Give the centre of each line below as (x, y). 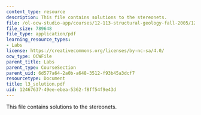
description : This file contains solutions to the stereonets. (87, 17)
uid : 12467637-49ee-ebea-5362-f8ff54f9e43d (61, 90)
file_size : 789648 (29, 28)
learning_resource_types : (38, 40)
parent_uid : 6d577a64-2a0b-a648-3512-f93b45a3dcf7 (71, 73)
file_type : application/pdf (41, 34)
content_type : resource (36, 12)
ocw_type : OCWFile (29, 56)
